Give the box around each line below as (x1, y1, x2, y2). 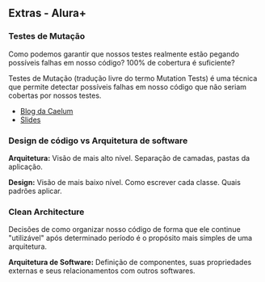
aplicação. (8, 162, 43, 171)
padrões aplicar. (8, 186, 62, 196)
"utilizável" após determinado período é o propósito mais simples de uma (8, 234, 253, 243)
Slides (19, 115, 41, 124)
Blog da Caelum (19, 106, 74, 116)
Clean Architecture (8, 206, 85, 217)
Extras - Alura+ (8, 6, 87, 20)
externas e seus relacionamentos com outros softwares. (8, 266, 196, 276)
